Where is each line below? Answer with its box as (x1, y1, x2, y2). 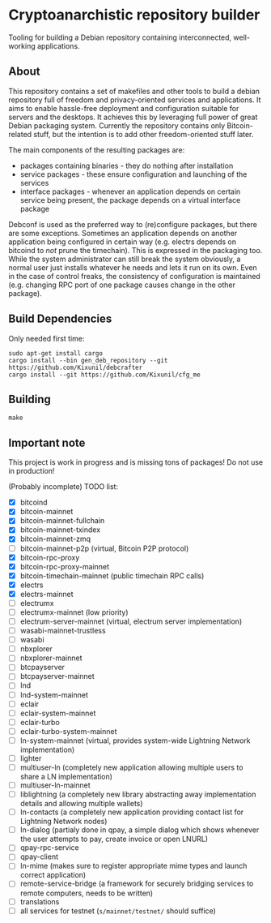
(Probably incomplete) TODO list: (8, 482, 119, 492)
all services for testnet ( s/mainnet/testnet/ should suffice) (19, 906, 217, 916)
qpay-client (19, 852, 59, 861)
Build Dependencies (8, 312, 112, 326)
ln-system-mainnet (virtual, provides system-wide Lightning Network (19, 736, 251, 745)
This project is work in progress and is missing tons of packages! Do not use (8, 457, 264, 467)
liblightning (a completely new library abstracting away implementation (19, 789, 256, 800)
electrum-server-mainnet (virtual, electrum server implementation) (19, 616, 243, 626)
